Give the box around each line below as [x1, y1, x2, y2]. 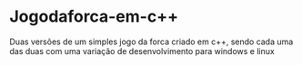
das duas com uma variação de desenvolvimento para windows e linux [9, 45, 275, 56]
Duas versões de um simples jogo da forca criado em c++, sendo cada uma [9, 36, 294, 47]
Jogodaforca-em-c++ [9, 6, 179, 27]
